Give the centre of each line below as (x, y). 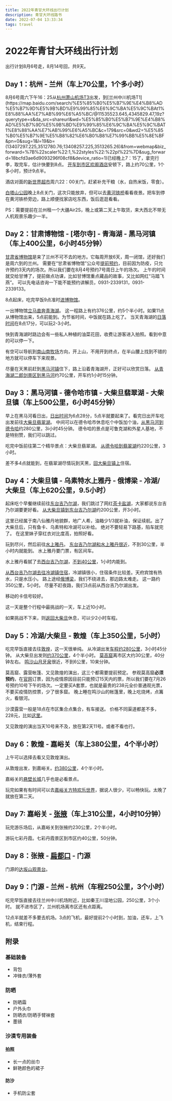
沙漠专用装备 (21, 1036)
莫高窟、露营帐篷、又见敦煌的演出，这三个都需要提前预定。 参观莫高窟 (80, 673)
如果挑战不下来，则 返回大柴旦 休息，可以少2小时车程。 (63, 618)
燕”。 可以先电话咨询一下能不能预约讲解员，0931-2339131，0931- (75, 282)
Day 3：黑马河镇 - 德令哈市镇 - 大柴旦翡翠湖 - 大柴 (85, 393)
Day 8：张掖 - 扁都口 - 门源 (48, 856)
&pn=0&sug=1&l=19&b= (30, 141)
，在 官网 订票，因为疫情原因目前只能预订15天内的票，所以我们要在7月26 (90, 679)
